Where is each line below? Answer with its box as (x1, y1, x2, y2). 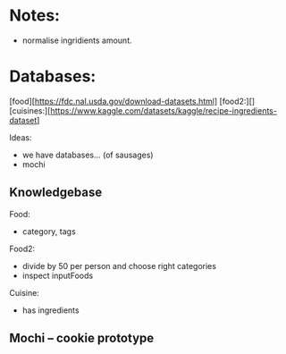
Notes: (9, 5, 61, 26)
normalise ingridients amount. (21, 35, 132, 46)
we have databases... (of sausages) (21, 149, 154, 160)
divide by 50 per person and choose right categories (21, 260, 217, 271)
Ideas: (9, 131, 32, 143)
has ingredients (21, 305, 80, 316)
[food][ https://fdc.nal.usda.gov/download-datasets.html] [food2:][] (9, 96, 256, 106)
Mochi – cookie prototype (9, 331, 155, 346)
